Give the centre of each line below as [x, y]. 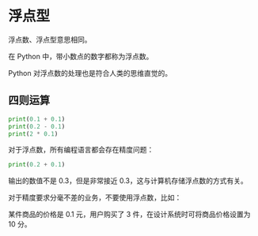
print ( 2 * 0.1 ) [33, 134]
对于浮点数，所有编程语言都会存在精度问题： [81, 150]
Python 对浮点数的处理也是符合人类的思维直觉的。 [90, 73]
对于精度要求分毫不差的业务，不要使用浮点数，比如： [95, 197]
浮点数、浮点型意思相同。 [50, 39]
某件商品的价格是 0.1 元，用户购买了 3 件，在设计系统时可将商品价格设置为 [129, 215]
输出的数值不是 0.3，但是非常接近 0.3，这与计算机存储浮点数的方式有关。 [128, 181]
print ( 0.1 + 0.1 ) [37, 119]
